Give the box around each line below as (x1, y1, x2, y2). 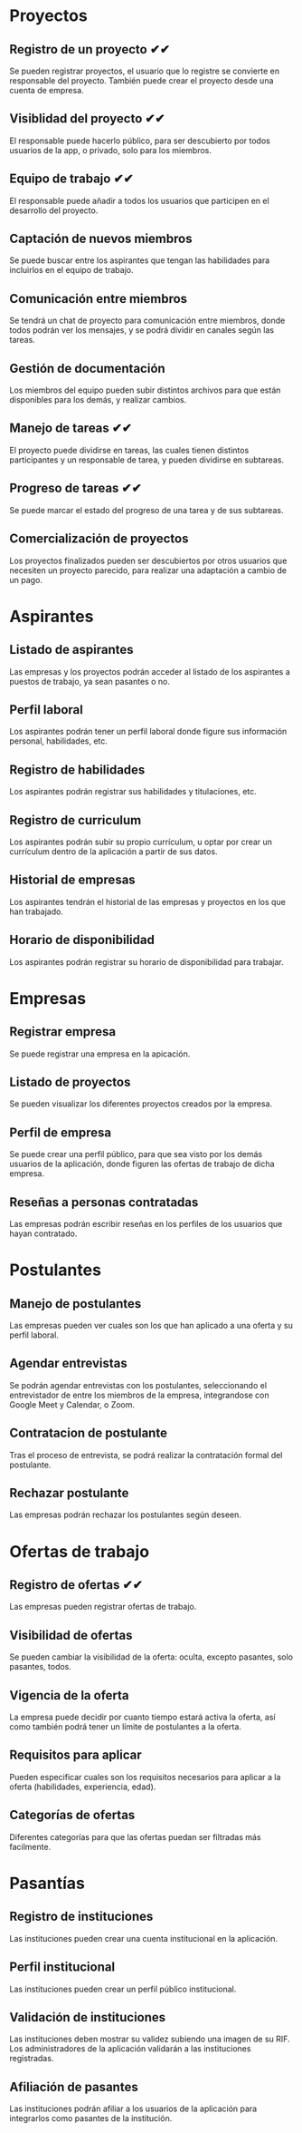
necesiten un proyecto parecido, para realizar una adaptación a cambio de (9, 564, 288, 576)
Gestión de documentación (9, 360, 165, 376)
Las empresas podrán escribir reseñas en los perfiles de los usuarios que (9, 1219, 283, 1229)
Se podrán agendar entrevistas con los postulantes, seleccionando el (9, 1379, 268, 1390)
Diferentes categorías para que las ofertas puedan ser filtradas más (9, 1831, 261, 1842)
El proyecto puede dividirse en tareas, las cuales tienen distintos (9, 444, 250, 455)
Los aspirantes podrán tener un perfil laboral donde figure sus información (9, 726, 288, 737)
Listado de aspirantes (9, 642, 134, 657)
